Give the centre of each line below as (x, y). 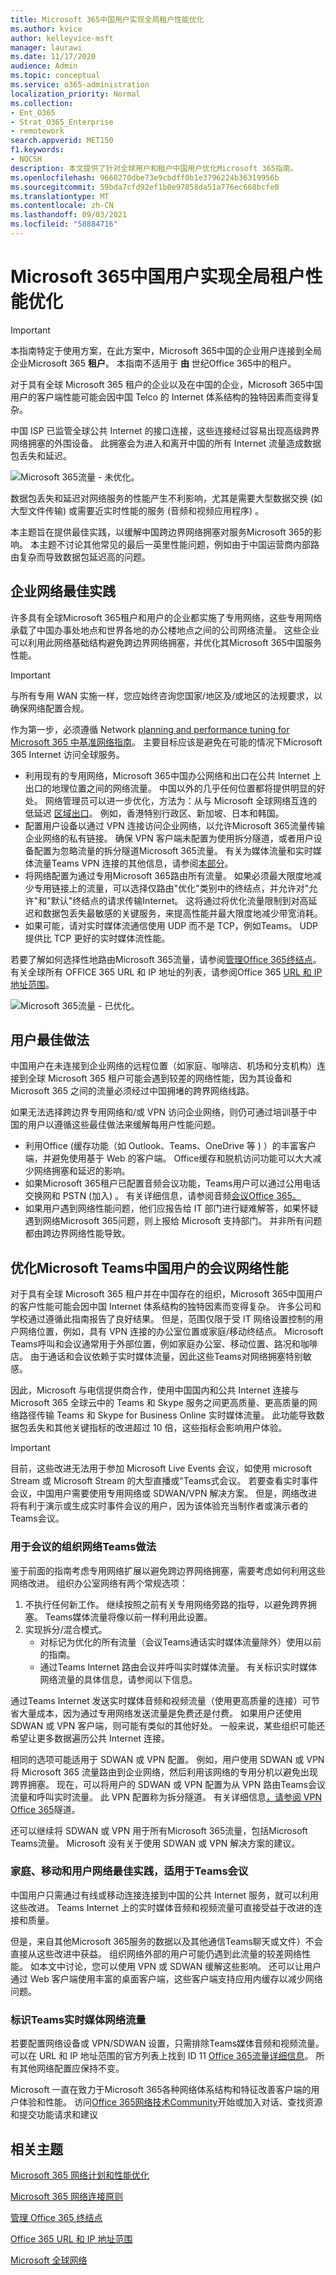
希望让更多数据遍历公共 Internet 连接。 (90, 1738)
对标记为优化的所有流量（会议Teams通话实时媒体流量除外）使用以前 (180, 1642)
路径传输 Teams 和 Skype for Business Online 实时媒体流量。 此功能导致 (167, 1415)
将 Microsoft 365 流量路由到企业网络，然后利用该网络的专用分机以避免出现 (164, 1772)
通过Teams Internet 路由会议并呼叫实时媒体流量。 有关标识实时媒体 (178, 1667)
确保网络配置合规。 (50, 708)
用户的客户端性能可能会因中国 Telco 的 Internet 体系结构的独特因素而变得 (161, 397)
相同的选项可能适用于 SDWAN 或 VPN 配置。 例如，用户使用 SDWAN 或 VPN (167, 1759)
